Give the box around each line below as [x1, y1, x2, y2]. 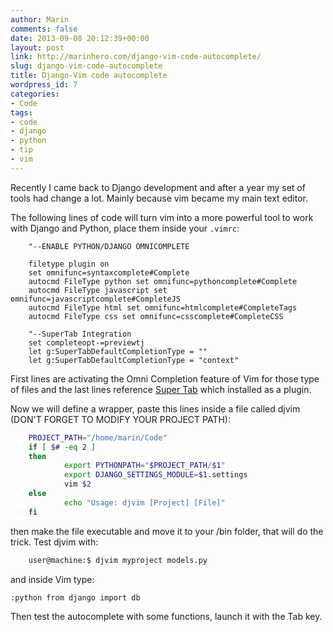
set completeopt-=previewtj [28, 337, 145, 348]
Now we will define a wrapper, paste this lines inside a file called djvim [10, 402, 301, 415]
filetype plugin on [28, 259, 110, 269]
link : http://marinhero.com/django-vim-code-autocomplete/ [10, 52, 262, 62]
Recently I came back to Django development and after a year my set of [10, 181, 306, 193]
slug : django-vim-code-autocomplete [10, 61, 163, 71]
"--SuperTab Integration [28, 329, 132, 339]
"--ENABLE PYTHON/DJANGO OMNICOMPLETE [28, 241, 190, 251]
